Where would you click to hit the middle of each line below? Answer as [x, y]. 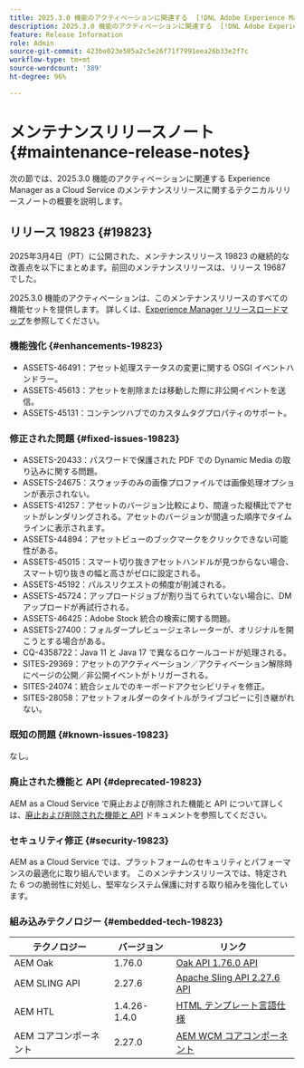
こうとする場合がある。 [66, 641]
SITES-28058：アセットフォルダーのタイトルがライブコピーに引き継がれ [158, 698]
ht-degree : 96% [38, 77]
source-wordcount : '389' [56, 69]
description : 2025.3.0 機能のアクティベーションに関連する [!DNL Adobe [137, 26]
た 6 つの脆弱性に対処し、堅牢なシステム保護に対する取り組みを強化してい [148, 884]
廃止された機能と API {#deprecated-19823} [106, 782]
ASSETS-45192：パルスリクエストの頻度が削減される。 [126, 584]
